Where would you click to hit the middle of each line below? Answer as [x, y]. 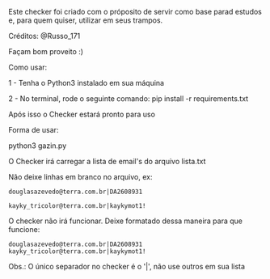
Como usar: [28, 67]
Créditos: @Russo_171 [44, 36]
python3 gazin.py [38, 146]
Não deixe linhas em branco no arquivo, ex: [80, 177]
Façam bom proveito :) [46, 51]
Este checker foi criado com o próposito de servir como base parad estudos [135, 12]
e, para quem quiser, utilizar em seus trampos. [86, 20]
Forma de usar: [34, 130]
